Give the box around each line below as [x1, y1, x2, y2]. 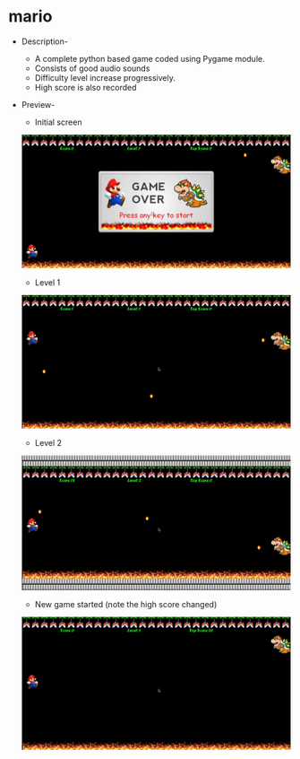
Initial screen [34, 117, 82, 127]
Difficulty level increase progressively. [34, 72, 176, 83]
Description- [21, 36, 68, 47]
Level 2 [34, 437, 63, 448]
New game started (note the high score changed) [34, 598, 218, 609]
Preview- [21, 99, 56, 109]
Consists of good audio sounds [34, 63, 150, 74]
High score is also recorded [34, 82, 137, 92]
